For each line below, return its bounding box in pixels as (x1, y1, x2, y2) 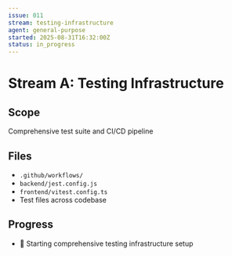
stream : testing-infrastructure (8, 19, 114, 27)
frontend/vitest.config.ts (19, 188, 108, 196)
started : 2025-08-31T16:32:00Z (8, 33, 111, 42)
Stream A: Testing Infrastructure (8, 75, 225, 93)
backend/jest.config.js (19, 180, 98, 188)
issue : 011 (8, 11, 44, 20)
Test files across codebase (19, 195, 107, 204)
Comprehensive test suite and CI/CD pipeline (8, 126, 154, 136)
